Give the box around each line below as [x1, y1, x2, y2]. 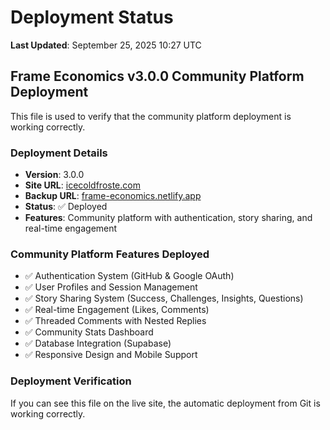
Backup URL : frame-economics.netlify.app [24, 190, 202, 202]
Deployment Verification [10, 374, 132, 388]
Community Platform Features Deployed [10, 247, 210, 261]
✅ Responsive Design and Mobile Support [24, 349, 198, 361]
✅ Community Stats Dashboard [24, 326, 154, 338]
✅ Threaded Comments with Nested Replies [24, 315, 207, 327]
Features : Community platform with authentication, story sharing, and [24, 212, 313, 224]
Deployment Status [10, 6, 174, 29]
